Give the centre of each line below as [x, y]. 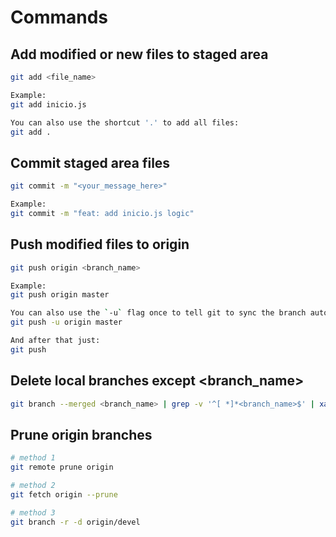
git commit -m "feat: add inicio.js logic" [102, 213]
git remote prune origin [62, 467]
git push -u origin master [66, 322]
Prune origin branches [81, 434]
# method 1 [33, 458]
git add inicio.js [48, 104]
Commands [59, 17]
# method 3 [33, 512]
